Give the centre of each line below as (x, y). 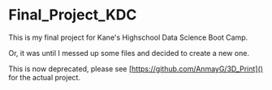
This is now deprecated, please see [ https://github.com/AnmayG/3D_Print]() (136, 69)
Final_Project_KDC (73, 15)
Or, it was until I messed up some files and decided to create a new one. (129, 53)
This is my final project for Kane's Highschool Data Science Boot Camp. (128, 37)
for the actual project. (45, 77)
